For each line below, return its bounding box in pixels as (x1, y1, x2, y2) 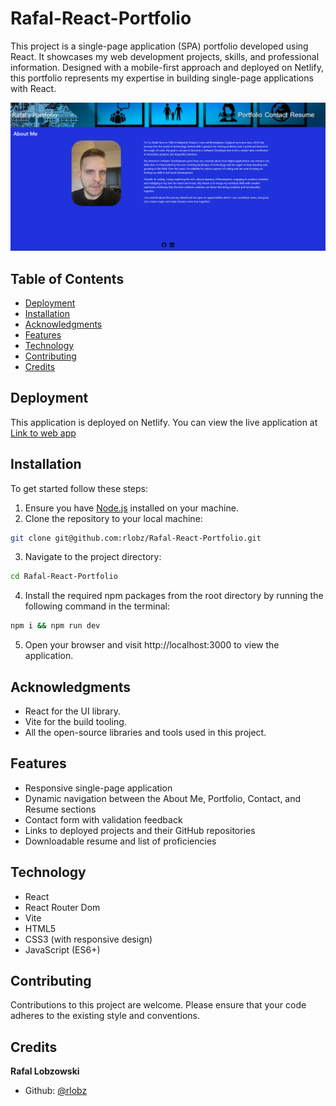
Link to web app (10, 427, 77, 439)
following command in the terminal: (24, 600, 170, 612)
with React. (10, 82, 57, 94)
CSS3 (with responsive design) (24, 933, 153, 945)
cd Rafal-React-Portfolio (10, 572, 118, 582)
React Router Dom (24, 901, 101, 913)
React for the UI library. (24, 705, 121, 717)
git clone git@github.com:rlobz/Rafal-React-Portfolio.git (10, 533, 262, 543)
